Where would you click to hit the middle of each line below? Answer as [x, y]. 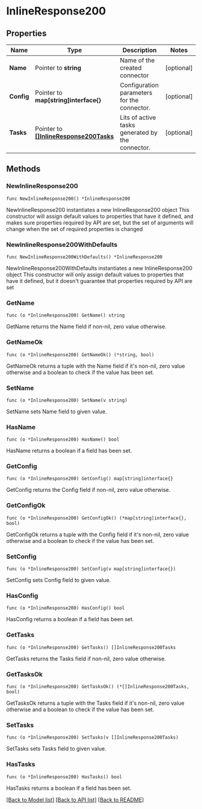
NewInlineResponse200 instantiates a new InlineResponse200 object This [98, 209]
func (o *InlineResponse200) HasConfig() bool [66, 608]
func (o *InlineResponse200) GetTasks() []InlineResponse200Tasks [91, 647]
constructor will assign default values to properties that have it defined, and [100, 216]
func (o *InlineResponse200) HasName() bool [63, 440]
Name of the [137, 60]
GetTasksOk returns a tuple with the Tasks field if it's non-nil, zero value [95, 703]
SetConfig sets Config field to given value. [59, 580]
